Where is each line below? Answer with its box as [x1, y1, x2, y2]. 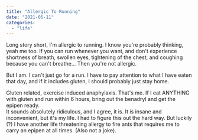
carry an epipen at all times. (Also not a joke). [6, 127, 116, 134]
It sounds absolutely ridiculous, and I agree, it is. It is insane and [6, 108, 162, 115]
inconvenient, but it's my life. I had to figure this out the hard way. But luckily [6, 115, 192, 122]
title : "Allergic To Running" [6, 8, 81, 15]
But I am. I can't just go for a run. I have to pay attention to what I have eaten [6, 71, 192, 79]
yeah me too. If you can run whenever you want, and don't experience [6, 48, 177, 55]
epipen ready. [6, 102, 40, 109]
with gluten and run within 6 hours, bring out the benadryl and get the [6, 96, 176, 103]
